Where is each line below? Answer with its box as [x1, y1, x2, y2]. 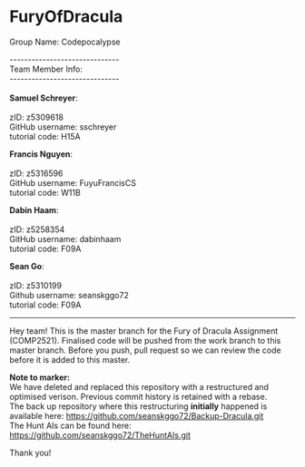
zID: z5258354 [9, 224, 65, 235]
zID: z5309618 [9, 112, 64, 122]
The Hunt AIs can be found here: [9, 420, 132, 431]
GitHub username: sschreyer [9, 121, 117, 132]
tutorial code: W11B [9, 187, 82, 198]
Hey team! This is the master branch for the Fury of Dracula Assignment [9, 325, 279, 336]
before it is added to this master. [9, 354, 131, 365]
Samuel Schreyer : [9, 92, 79, 103]
